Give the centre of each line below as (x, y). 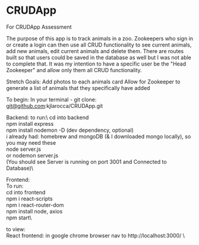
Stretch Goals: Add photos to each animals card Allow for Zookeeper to (93, 82)
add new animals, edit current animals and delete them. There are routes (95, 51)
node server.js (24, 149)
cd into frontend (26, 192)
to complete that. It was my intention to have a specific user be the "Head (96, 64)
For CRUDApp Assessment (39, 27)
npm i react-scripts (29, 199)
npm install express (30, 123)
